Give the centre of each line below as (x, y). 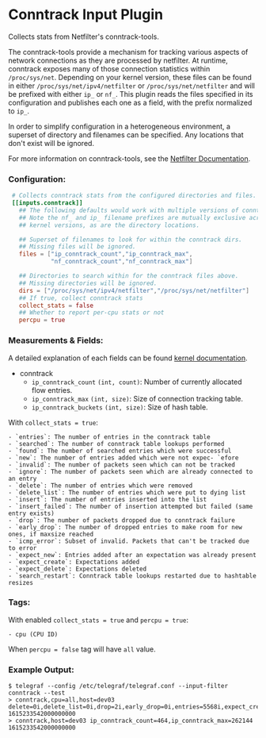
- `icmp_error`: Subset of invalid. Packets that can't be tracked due (129, 541)
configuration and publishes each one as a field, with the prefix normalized (130, 102)
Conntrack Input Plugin (86, 15)
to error (23, 548)
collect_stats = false (56, 306)
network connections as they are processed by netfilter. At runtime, (118, 60)
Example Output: (41, 670)
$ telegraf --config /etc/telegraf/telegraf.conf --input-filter (118, 686)
